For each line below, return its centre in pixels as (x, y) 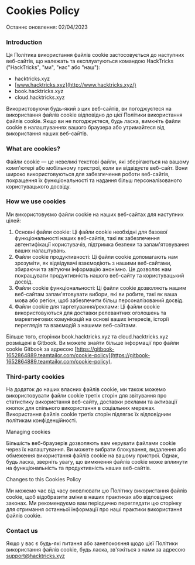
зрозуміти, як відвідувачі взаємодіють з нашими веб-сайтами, (93, 263)
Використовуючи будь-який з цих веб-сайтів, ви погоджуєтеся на (89, 109)
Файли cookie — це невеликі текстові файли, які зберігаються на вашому (97, 162)
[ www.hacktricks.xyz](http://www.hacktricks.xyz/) (75, 85)
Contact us (22, 531)
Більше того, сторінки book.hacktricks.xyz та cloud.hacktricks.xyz (87, 336)
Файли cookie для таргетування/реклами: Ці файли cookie (87, 306)
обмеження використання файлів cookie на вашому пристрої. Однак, (93, 456)
